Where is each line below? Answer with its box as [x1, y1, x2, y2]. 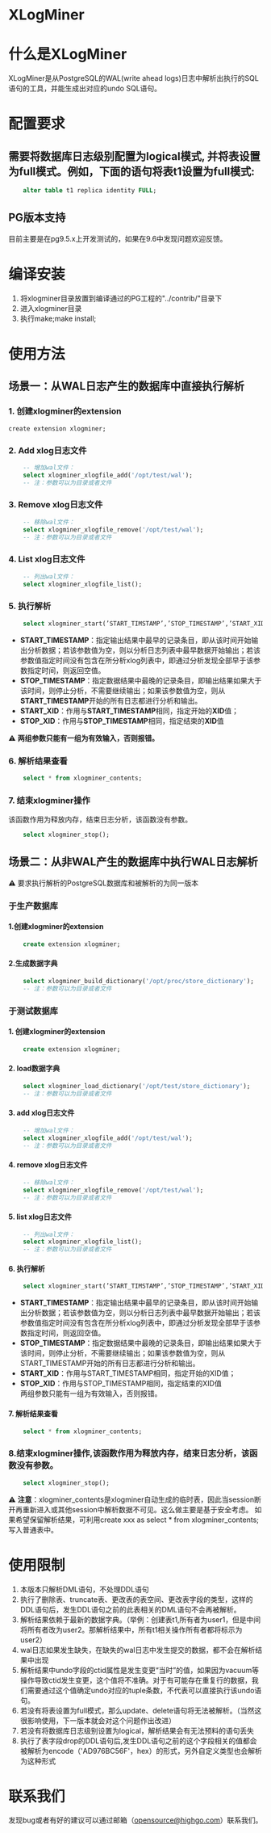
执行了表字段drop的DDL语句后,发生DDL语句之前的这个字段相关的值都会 [19, 1735, 257, 1746]
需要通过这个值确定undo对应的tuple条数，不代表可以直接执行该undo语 [27, 1685, 262, 1695]
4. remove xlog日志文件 [8, 1160, 88, 1170]
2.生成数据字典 [8, 959, 58, 969]
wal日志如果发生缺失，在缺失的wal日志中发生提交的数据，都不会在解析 [19, 1645, 256, 1654]
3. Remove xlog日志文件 [8, 499, 103, 511]
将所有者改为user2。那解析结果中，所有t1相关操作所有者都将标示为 [19, 1625, 243, 1634]
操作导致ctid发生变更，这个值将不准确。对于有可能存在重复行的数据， [19, 1675, 252, 1685]
